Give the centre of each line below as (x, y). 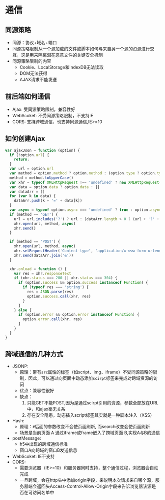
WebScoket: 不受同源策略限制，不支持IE (53, 115)
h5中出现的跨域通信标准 (44, 444)
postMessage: (27, 438)
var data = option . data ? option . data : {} (55, 187)
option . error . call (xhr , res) (53, 319)
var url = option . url (32, 169)
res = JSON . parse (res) (50, 292)
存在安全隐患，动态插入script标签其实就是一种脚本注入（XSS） (91, 415)
